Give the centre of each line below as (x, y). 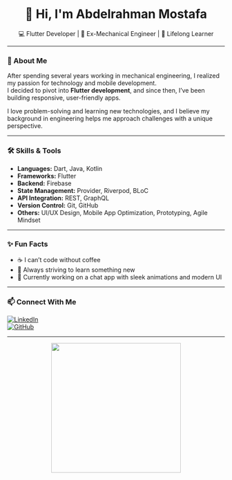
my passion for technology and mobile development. (82, 83)
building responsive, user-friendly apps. (64, 98)
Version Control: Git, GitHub (58, 205)
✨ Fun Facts (28, 244)
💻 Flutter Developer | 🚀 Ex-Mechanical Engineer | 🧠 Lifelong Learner (116, 33)
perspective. (25, 126)
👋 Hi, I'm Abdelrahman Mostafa (116, 14)
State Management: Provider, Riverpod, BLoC (83, 190)
